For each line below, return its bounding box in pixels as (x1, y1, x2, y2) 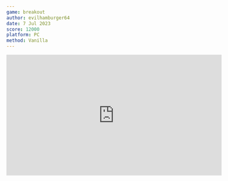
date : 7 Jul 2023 (6, 20, 51, 26)
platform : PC (6, 32, 40, 38)
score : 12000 (6, 26, 40, 33)
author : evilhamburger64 (6, 15, 70, 21)
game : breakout (6, 9, 45, 15)
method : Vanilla (6, 37, 48, 44)
